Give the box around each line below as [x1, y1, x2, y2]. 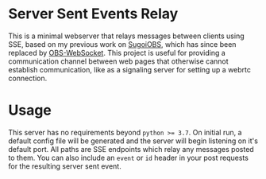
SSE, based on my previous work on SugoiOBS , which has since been [8, 39, 237, 49]
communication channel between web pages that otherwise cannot [8, 56, 229, 66]
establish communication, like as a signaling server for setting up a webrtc [8, 64, 252, 74]
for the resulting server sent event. [8, 161, 121, 171]
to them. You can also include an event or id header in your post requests [8, 153, 249, 162]
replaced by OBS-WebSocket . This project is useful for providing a [8, 48, 226, 57]
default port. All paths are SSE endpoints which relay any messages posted [8, 144, 254, 154]
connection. [8, 73, 48, 83]
